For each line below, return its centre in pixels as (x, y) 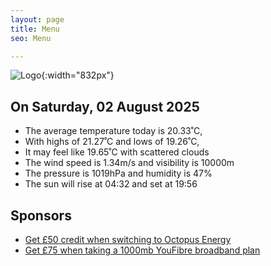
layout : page (37, 19)
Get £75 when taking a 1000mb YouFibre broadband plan (142, 250)
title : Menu (35, 29)
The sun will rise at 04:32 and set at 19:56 (111, 184)
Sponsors (41, 215)
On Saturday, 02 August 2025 (105, 106)
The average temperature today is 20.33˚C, (113, 131)
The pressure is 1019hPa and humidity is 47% (118, 173)
